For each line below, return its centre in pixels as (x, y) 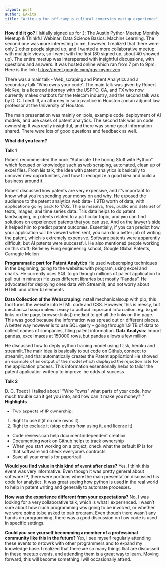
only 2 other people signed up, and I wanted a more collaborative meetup (80, 49)
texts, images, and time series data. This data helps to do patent (70, 211)
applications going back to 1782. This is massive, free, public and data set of (83, 206)
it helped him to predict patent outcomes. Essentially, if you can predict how (82, 227)
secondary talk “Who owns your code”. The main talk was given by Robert (81, 85)
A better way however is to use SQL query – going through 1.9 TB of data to (82, 325)
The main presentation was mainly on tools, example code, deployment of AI (83, 115)
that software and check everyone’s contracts (59, 452)
